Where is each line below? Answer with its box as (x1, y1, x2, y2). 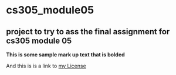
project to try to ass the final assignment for (6, 27, 170, 37)
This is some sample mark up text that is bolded (6, 51, 125, 58)
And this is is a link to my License (6, 62, 86, 69)
